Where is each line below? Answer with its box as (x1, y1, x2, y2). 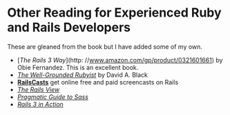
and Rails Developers (7, 19, 131, 35)
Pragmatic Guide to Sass (17, 92, 88, 101)
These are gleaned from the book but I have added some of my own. (7, 42, 202, 51)
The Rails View (17, 85, 60, 94)
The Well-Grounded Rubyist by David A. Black (17, 71, 148, 79)
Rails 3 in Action (17, 100, 64, 108)
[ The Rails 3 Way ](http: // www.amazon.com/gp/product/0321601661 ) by (17, 55, 223, 64)
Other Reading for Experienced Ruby (7, 5, 222, 21)
